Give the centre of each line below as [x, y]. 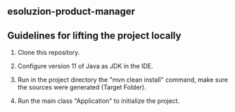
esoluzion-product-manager [71, 12]
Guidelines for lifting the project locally [94, 36]
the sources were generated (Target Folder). [82, 87]
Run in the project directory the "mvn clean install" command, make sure [123, 80]
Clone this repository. [49, 53]
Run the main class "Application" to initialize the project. [99, 101]
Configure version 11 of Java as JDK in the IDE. [85, 66]
